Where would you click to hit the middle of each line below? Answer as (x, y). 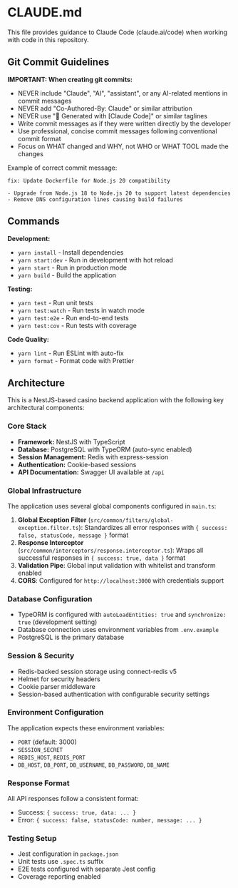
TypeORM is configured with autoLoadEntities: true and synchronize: (122, 615)
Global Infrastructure (45, 491)
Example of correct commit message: (62, 168)
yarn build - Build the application (67, 275)
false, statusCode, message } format (73, 535)
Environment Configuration (56, 713)
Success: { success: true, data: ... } (77, 812)
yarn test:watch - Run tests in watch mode (81, 310)
